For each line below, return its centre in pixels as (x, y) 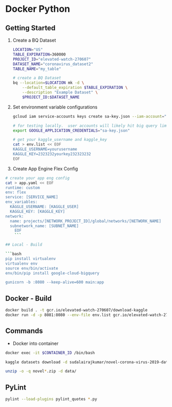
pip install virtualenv (31, 258)
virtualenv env (21, 263)
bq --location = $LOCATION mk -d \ (48, 83)
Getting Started (30, 28)
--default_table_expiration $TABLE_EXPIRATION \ (75, 88)
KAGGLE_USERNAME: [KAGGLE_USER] (45, 207)
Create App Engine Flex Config (45, 169)
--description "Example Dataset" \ (60, 92)
